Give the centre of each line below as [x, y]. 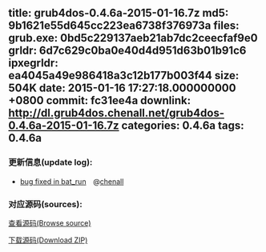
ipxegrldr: [33, 63]
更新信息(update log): [50, 162]
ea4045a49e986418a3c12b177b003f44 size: [124, 76]
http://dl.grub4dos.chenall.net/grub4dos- [117, 113]
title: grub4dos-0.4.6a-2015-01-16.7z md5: [119, 13]
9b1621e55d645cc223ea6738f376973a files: [124, 26]
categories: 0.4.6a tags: [183, 126]
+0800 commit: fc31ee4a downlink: [99, 100]
